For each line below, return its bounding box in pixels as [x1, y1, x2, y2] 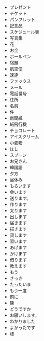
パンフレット [9, 17, 36, 22]
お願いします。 [9, 312, 40, 318]
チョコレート [9, 128, 35, 133]
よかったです [9, 325, 35, 330]
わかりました [9, 318, 35, 324]
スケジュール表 [9, 29, 40, 34]
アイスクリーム [9, 134, 40, 139]
